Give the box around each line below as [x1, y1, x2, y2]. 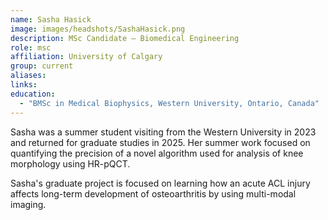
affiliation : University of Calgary [10, 52, 163, 62]
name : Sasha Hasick [10, 14, 92, 25]
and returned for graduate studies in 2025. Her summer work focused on [10, 136, 311, 148]
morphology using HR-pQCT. [10, 157, 131, 170]
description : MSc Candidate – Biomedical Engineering [10, 33, 240, 43]
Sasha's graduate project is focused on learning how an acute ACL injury [10, 177, 311, 189]
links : [10, 80, 38, 90]
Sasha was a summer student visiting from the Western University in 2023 [10, 126, 317, 138]
